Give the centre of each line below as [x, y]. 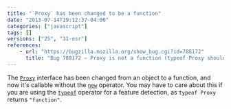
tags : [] [20, 33]
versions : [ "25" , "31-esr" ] [47, 39]
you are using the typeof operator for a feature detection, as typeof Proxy [112, 92]
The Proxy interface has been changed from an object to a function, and [109, 77]
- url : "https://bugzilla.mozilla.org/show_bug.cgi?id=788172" [112, 52]
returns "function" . [34, 99]
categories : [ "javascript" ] [47, 26]
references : [24, 45]
